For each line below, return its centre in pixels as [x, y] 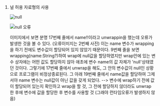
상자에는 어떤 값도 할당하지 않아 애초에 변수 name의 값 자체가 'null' [78, 62]
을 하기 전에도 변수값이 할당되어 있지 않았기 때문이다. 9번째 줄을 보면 [74, 50]
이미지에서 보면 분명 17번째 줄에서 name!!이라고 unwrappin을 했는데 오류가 [81, 37]
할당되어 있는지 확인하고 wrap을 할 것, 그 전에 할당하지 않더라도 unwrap [83, 86]
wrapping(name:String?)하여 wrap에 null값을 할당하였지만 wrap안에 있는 [80, 56]
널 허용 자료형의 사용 [29, 7]
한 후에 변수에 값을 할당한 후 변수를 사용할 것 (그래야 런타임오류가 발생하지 [80, 92]
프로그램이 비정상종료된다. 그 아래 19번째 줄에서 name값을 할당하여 [82, 74]
